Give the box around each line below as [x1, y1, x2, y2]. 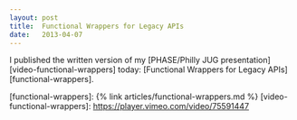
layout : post [9, 13, 59, 23]
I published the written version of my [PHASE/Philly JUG [9, 55, 219, 66]
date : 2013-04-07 [9, 30, 83, 39]
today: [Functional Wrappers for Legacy [117, 64, 266, 75]
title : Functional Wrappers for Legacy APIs [9, 22, 184, 31]
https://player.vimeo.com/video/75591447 [92, 101, 250, 112]
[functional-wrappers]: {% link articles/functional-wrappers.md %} [9, 91, 259, 102]
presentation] [220, 55, 272, 66]
